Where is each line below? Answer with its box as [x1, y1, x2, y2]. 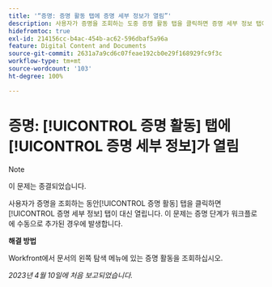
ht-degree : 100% [8, 72, 63, 80]
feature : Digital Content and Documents [8, 42, 147, 50]
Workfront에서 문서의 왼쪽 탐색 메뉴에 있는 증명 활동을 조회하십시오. [8, 253, 223, 263]
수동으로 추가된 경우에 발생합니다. [16, 218, 123, 228]
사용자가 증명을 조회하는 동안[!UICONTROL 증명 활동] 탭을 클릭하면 [8, 198, 222, 208]
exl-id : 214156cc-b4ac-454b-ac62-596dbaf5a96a [8, 34, 168, 43]
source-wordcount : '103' [8, 65, 92, 73]
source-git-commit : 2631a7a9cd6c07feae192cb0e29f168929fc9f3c [8, 49, 223, 58]
